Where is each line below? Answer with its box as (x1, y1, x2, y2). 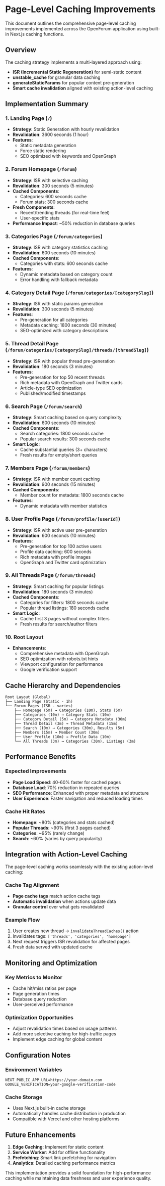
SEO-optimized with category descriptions (20, 328, 108, 334)
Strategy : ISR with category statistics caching (12, 244, 108, 251)
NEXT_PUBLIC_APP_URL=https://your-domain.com (5, 1077, 102, 1082)
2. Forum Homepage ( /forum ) (5, 166, 77, 173)
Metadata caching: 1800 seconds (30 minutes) (20, 322, 117, 328)
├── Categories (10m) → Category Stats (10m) (14, 712, 112, 717)
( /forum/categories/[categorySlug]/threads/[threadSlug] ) (5, 346, 149, 353)
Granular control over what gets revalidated (12, 904, 104, 910)
